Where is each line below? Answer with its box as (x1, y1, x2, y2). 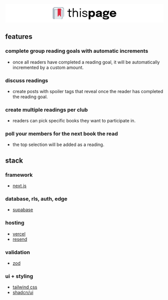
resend (12, 236, 28, 242)
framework (5, 171, 33, 178)
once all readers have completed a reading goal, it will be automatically (12, 59, 160, 65)
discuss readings (5, 77, 49, 84)
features (5, 32, 33, 41)
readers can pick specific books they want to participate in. (12, 118, 136, 124)
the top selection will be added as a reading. (12, 141, 105, 147)
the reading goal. (12, 94, 48, 100)
